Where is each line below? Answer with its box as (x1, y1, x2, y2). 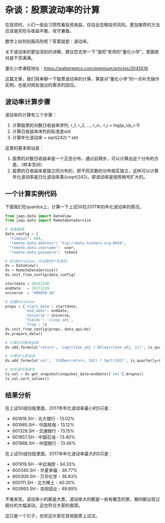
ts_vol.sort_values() (5, 376, 50, 381)
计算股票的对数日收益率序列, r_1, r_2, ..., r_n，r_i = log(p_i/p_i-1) (12, 122, 140, 128)
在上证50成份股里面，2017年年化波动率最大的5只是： (5, 451, 113, 457)
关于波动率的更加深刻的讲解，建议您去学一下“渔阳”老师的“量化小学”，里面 (5, 49, 155, 55)
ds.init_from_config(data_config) (5, 273, 76, 277)
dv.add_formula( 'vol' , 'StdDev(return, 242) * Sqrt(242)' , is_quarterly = (5, 358, 160, 363)
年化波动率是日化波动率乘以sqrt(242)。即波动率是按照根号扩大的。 (12, 174, 148, 180)
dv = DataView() (5, 263, 38, 268)
